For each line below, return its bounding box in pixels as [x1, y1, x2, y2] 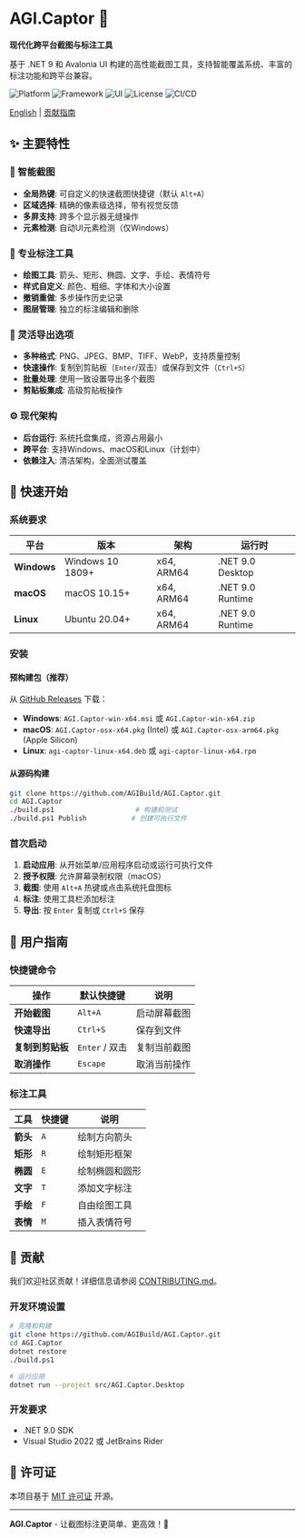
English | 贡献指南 [9, 106, 76, 117]
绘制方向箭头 [77, 1131, 133, 1144]
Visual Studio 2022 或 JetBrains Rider [22, 1435, 163, 1446]
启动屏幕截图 [135, 1007, 192, 1020]
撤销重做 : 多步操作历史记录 [22, 292, 123, 303]
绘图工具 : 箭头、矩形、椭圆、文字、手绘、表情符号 [22, 269, 211, 280]
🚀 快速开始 [9, 483, 68, 499]
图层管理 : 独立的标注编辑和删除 [22, 303, 139, 314]
